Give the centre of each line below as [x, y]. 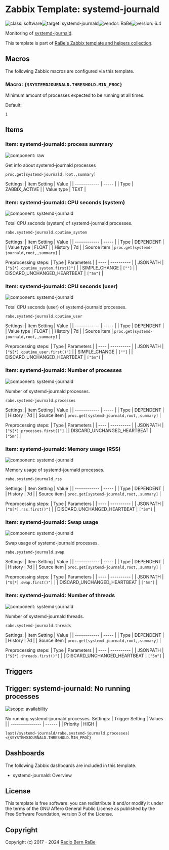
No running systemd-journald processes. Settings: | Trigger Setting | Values [84, 718]
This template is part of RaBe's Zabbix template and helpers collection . [79, 43]
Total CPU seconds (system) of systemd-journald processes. [69, 223]
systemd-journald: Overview [42, 775]
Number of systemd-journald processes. [48, 391]
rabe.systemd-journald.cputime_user [44, 317]
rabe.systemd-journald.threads [38, 626]
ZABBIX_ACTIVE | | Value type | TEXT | [46, 189]
